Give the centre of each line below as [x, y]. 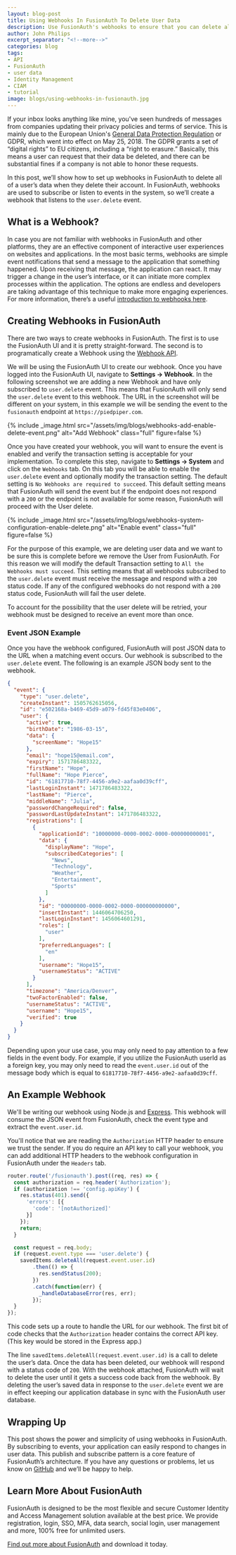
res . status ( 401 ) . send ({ [55, 1195]
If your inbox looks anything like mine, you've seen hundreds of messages [115, 119]
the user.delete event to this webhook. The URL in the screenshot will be [113, 396]
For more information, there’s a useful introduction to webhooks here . [107, 299]
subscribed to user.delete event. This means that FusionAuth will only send [117, 389]
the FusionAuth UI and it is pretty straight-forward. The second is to [105, 345]
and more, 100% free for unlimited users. [66, 1530]
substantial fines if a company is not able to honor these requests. [103, 164]
